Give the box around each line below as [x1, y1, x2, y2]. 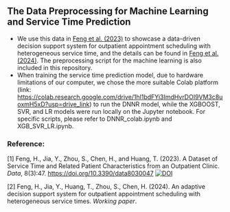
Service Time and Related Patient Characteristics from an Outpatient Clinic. [7, 162, 220, 170]
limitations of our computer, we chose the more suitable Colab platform [16, 78, 218, 86]
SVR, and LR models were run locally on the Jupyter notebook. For [16, 107, 206, 115]
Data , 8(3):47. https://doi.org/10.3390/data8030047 [7, 169, 154, 178]
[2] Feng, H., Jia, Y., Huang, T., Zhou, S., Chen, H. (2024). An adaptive [7, 182, 206, 191]
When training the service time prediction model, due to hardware [16, 71, 204, 79]
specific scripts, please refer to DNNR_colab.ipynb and [16, 115, 172, 123]
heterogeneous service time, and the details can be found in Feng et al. [16, 49, 219, 57]
